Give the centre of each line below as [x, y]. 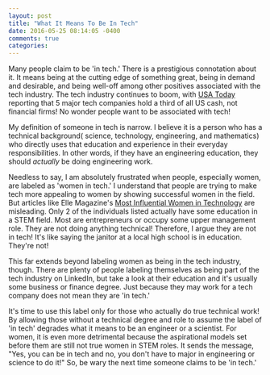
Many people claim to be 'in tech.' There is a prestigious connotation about [132, 69]
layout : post [30, 16]
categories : [28, 46]
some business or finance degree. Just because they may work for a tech [131, 287]
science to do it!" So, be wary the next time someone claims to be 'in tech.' [133, 363]
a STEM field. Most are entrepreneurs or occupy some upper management [132, 220]
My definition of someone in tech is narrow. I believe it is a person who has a [135, 127]
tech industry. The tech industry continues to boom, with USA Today [122, 94]
